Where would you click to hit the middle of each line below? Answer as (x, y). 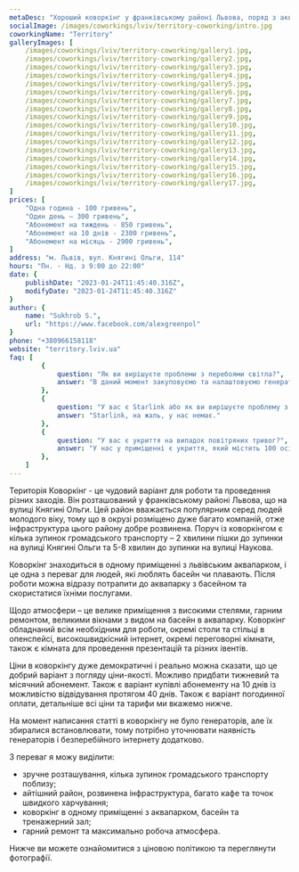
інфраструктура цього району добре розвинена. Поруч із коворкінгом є (146, 528)
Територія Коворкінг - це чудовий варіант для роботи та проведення (140, 490)
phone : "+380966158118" (53, 341)
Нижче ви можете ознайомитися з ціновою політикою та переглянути (142, 848)
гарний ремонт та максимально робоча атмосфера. (121, 831)
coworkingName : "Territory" (61, 34)
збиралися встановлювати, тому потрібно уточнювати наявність (133, 730)
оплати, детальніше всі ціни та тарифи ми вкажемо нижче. (121, 703)
